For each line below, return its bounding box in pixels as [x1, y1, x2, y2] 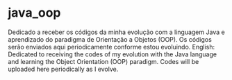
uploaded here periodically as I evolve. [8, 65, 119, 73]
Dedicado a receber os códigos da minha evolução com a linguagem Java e [8, 28, 225, 36]
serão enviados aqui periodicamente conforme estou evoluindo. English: [8, 42, 215, 51]
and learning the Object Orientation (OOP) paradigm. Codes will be [8, 57, 199, 65]
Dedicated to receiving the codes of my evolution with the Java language [8, 50, 217, 58]
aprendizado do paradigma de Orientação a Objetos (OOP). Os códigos [8, 35, 213, 43]
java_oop [8, 5, 61, 21]
